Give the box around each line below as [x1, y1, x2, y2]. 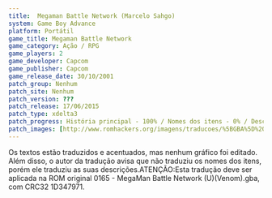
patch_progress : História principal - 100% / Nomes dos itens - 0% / [8, 118, 249, 126]
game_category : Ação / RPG [8, 42, 100, 50]
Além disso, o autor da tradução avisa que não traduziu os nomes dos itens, [8, 156, 261, 166]
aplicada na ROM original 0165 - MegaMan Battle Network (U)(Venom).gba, [8, 173, 261, 183]
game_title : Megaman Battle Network [8, 34, 132, 43]
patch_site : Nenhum [8, 87, 74, 96]
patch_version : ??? [8, 95, 74, 103]
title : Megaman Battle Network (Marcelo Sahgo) [8, 11, 176, 20]
